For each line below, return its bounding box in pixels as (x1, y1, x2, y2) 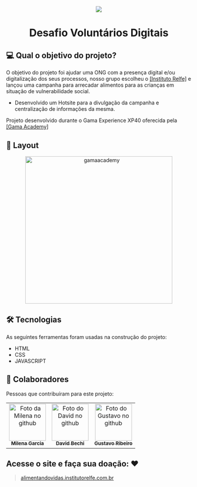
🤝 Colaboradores (6, 374, 69, 384)
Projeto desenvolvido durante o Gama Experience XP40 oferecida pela (6, 117, 178, 124)
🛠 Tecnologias (6, 315, 62, 325)
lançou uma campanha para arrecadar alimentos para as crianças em (6, 81, 175, 88)
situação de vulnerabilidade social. (6, 88, 90, 95)
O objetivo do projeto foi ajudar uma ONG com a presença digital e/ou (6, 69, 175, 76)
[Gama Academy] (6, 123, 49, 130)
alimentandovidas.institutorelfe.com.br (20, 475, 114, 482)
